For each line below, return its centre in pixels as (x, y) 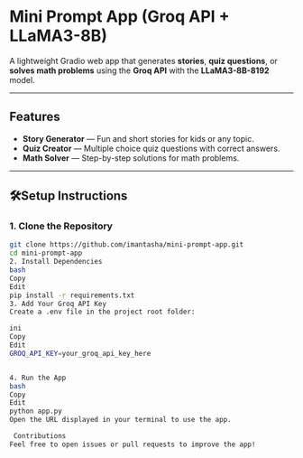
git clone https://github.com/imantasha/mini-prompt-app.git (127, 245)
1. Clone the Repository (61, 226)
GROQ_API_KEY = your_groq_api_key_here (80, 353)
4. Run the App (38, 378)
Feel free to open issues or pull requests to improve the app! (133, 444)
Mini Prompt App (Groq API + (119, 17)
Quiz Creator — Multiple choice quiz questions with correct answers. (151, 148)
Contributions (40, 436)
